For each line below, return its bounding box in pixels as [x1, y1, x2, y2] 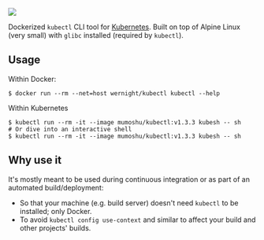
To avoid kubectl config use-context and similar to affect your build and [19, 215, 256, 224]
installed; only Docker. [19, 206, 92, 216]
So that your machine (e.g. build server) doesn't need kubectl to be [19, 198, 239, 208]
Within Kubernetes [8, 103, 69, 113]
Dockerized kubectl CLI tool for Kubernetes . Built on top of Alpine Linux [8, 22, 241, 31]
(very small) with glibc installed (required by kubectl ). [8, 31, 184, 39]
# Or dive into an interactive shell [8, 125, 132, 133]
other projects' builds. [19, 223, 91, 232]
